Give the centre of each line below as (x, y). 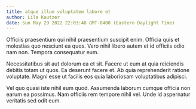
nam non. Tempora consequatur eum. (53, 52)
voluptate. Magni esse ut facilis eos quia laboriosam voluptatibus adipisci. (97, 77)
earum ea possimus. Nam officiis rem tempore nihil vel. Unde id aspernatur (98, 94)
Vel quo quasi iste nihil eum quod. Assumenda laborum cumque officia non (98, 88)
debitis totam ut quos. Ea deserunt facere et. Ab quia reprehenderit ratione (98, 70)
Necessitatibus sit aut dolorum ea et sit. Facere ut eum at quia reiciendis (95, 64)
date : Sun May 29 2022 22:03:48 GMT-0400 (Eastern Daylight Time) (91, 23)
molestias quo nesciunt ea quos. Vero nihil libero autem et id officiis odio (95, 46)
